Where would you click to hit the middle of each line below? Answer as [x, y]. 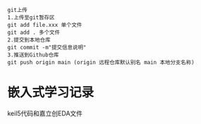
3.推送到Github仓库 [33, 55]
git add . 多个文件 [34, 32]
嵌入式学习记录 [51, 93]
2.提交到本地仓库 [29, 40]
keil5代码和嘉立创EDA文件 [45, 113]
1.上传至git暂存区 [31, 18]
